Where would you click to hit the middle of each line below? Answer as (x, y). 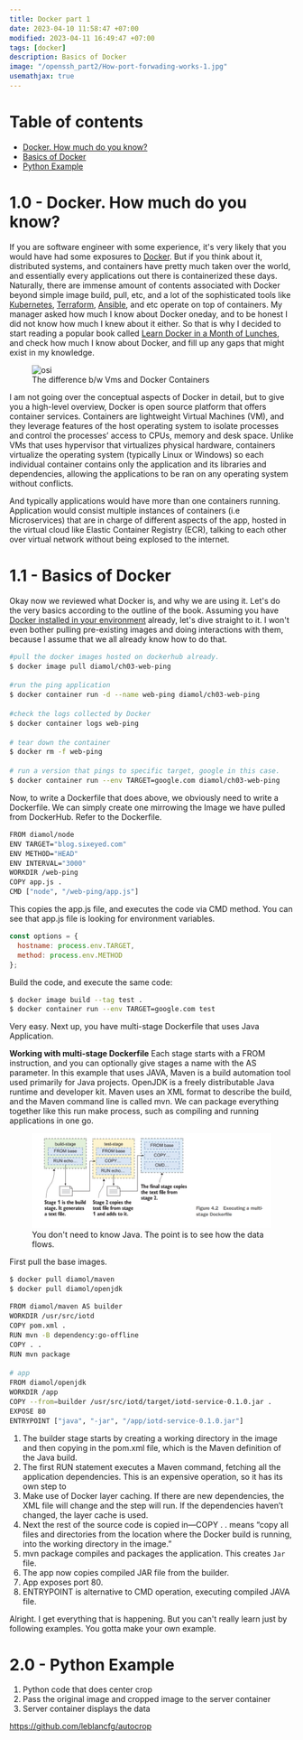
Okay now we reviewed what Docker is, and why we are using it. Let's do (145, 600)
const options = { (44, 936)
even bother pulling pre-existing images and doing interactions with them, (147, 629)
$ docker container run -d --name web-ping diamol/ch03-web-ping (134, 695)
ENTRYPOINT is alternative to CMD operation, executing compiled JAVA (156, 1591)
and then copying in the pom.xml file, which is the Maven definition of (151, 1447)
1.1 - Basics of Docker (90, 576)
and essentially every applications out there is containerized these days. (143, 275)
